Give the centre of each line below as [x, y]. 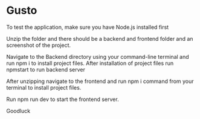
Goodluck [18, 111]
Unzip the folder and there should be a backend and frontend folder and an [100, 38]
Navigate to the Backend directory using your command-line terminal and [98, 56]
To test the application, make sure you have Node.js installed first [88, 27]
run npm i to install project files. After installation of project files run [90, 63]
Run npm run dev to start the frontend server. [63, 99]
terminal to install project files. [44, 87]
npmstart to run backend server [46, 69]
